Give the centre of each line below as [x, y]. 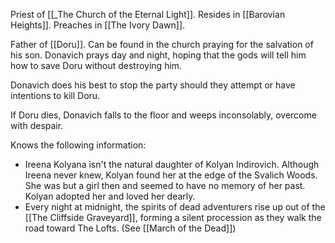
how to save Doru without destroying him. [96, 65]
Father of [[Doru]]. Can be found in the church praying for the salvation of [162, 44]
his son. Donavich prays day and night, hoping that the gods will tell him [158, 55]
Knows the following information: [78, 145]
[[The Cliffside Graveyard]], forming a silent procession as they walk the [173, 217]
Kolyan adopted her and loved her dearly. [110, 196]
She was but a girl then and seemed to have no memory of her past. [165, 185]
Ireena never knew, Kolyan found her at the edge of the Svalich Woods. [171, 175]
